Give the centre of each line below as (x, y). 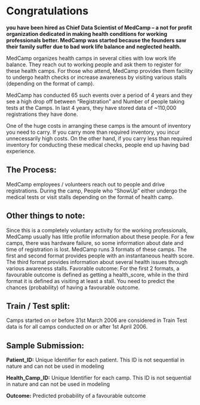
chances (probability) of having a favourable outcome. (73, 287)
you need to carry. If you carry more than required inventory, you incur (93, 132)
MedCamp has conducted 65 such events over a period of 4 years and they (99, 95)
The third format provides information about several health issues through (97, 262)
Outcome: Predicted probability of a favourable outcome (76, 396)
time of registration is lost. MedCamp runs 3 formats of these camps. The (96, 249)
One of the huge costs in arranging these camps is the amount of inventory (99, 125)
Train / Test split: (38, 306)
